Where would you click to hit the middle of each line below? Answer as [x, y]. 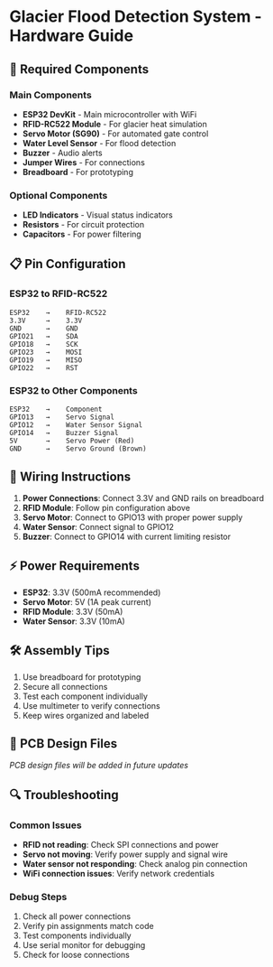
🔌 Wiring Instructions [70, 476]
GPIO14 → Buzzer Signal [64, 433]
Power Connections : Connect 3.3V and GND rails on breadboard [143, 497]
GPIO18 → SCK [44, 344]
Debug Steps [38, 897]
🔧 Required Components [79, 69]
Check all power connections [77, 916]
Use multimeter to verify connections [91, 705]
